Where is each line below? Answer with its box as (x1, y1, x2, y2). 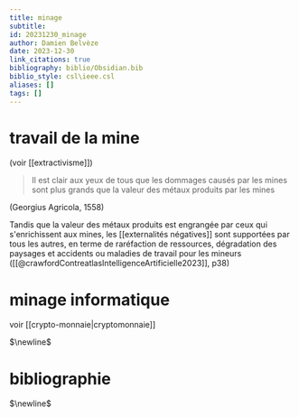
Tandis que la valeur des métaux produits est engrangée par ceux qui (9, 219, 268, 230)
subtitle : (9, 22, 47, 31)
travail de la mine (9, 127, 140, 148)
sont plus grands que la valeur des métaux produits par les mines (31, 184, 276, 195)
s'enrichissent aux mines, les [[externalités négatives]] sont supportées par (9, 229, 291, 240)
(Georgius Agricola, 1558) (9, 202, 105, 213)
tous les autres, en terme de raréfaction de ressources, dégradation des (9, 238, 277, 249)
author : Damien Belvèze (9, 38, 99, 48)
